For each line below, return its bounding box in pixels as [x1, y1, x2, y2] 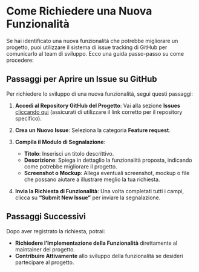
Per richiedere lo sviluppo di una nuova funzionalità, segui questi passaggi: [6, 90, 194, 98]
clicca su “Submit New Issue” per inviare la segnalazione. [15, 194, 161, 201]
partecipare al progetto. [15, 259, 74, 266]
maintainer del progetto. [15, 245, 76, 253]
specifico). [15, 114, 42, 122]
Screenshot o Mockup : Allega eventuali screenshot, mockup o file [24, 169, 190, 176]
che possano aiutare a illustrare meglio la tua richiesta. [24, 176, 160, 183]
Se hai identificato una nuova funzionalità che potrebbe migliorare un [6, 37, 178, 44]
